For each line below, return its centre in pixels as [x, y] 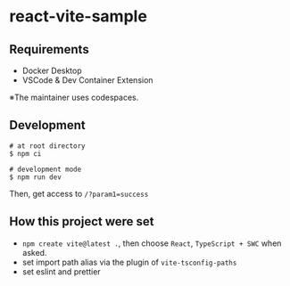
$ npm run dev [36, 177]
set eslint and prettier [61, 271]
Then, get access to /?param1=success [79, 193]
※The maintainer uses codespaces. [74, 97]
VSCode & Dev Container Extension [87, 80]
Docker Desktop [52, 70]
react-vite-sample [78, 16]
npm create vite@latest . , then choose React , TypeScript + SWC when [152, 243]
